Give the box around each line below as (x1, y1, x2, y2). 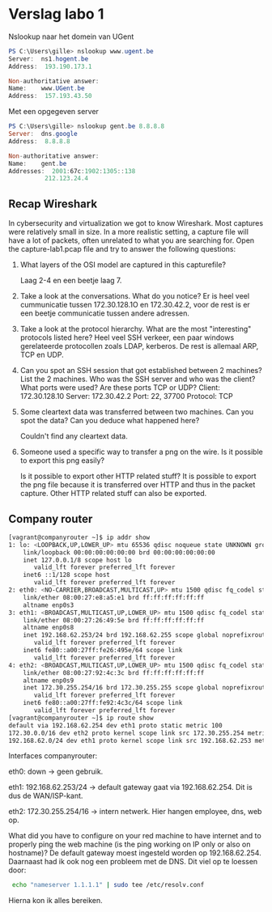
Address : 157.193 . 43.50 (8, 92, 92, 100)
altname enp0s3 (23, 600, 74, 609)
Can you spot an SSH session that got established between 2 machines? (19, 366, 262, 375)
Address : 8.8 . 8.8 (8, 137, 70, 146)
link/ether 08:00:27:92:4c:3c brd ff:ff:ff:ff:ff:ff (23, 668, 205, 677)
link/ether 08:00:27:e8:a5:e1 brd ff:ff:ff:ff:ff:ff (23, 593, 205, 601)
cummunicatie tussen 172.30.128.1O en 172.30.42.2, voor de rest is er (19, 300, 251, 310)
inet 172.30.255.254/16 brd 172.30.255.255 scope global (23, 684, 219, 692)
